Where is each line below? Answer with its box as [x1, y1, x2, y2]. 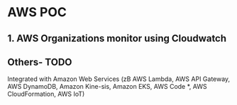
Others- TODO [7, 56, 72, 68]
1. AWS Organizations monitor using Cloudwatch [7, 32, 227, 44]
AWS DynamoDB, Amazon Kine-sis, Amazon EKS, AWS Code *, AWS [7, 82, 207, 91]
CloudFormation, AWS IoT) [7, 89, 85, 99]
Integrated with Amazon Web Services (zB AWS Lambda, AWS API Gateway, [7, 75, 231, 83]
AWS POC [7, 4, 67, 20]
